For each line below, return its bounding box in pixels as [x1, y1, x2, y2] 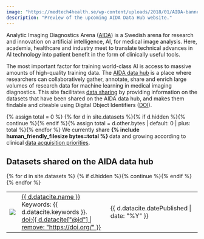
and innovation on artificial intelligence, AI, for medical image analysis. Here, [6, 38, 197, 45]
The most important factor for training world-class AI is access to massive [6, 62, 192, 70]
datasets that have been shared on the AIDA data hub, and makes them [6, 95, 185, 102]
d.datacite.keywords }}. [21, 208, 87, 216]
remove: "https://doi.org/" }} [21, 223, 101, 232]
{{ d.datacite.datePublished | [110, 204, 192, 213]
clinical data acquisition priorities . [6, 139, 90, 146]
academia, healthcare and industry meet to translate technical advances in [6, 44, 193, 52]
